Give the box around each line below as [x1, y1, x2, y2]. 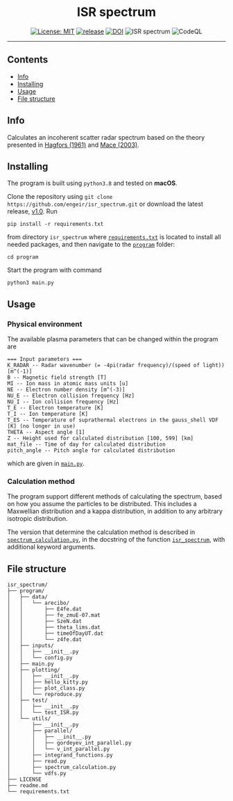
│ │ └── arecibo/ [7, 599, 70, 607]
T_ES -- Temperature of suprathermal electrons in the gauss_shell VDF [7, 416, 218, 424]
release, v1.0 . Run [7, 207, 58, 216]
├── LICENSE [7, 776, 42, 783]
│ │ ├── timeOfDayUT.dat [7, 630, 104, 637]
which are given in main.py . [7, 460, 85, 468]
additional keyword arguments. [7, 543, 96, 551]
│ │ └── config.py [7, 654, 73, 661]
